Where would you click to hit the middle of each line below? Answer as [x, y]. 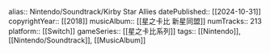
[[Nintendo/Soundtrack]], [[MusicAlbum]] [77, 40]
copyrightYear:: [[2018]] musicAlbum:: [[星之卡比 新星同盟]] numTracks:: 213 [135, 21]
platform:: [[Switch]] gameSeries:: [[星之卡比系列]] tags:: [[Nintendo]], [124, 31]
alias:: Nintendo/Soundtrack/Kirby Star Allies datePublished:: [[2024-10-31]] [135, 12]
